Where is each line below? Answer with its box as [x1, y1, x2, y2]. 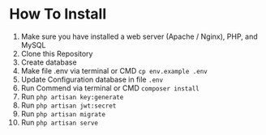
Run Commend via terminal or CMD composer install [20, 82, 199, 93]
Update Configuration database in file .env [20, 74, 164, 84]
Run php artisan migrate [20, 108, 106, 118]
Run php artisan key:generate [20, 91, 124, 101]
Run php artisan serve [20, 117, 98, 127]
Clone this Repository [20, 49, 93, 58]
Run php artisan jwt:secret [20, 100, 117, 110]
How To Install [9, 5, 107, 23]
